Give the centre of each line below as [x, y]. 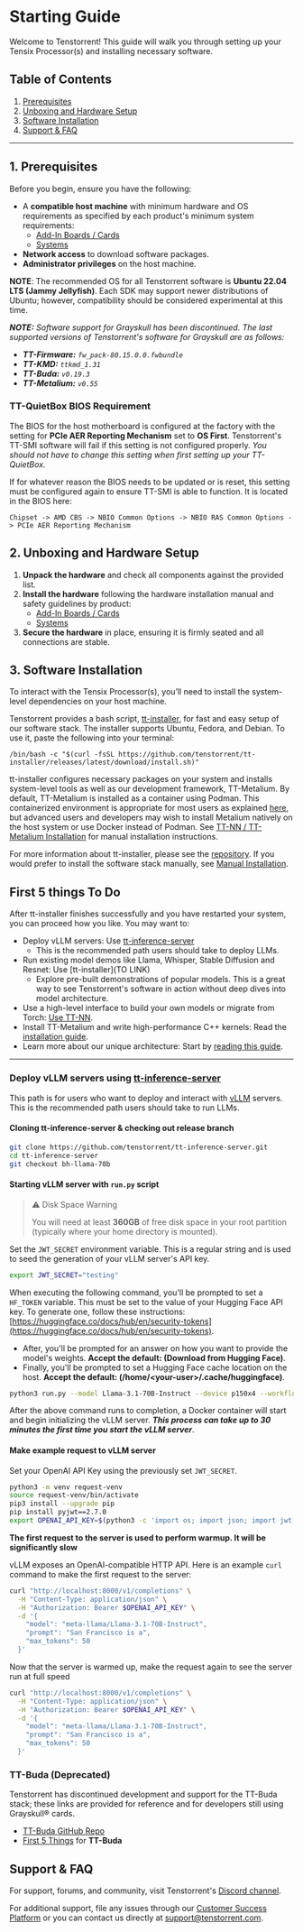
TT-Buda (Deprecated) [60, 1774]
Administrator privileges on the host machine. [109, 263]
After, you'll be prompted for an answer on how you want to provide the [155, 1348]
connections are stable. [66, 641]
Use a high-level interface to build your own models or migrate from [148, 1008]
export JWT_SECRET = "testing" [64, 1275]
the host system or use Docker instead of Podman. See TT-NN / [128, 827]
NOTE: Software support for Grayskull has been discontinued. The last [141, 327]
